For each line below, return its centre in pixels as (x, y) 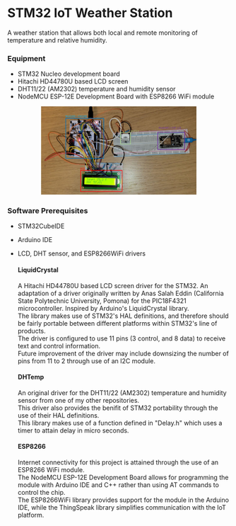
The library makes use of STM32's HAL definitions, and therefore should (123, 316)
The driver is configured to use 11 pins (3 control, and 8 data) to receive (122, 338)
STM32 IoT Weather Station (90, 13)
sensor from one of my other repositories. (78, 400)
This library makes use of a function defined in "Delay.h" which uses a (120, 423)
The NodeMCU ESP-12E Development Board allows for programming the (123, 477)
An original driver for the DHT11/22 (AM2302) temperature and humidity (122, 393)
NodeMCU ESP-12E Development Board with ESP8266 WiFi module (116, 96)
